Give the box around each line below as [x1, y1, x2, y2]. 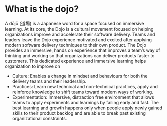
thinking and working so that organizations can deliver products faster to [5, 52, 155, 58]
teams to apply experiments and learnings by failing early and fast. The [12, 99, 159, 105]
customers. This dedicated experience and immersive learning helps [5, 58, 146, 64]
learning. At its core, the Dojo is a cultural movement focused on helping [5, 26, 154, 32]
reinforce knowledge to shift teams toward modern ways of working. [12, 89, 153, 95]
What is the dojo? [5, 3, 79, 15]
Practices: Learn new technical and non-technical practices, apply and [12, 83, 158, 89]
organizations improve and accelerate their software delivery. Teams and [5, 31, 155, 37]
